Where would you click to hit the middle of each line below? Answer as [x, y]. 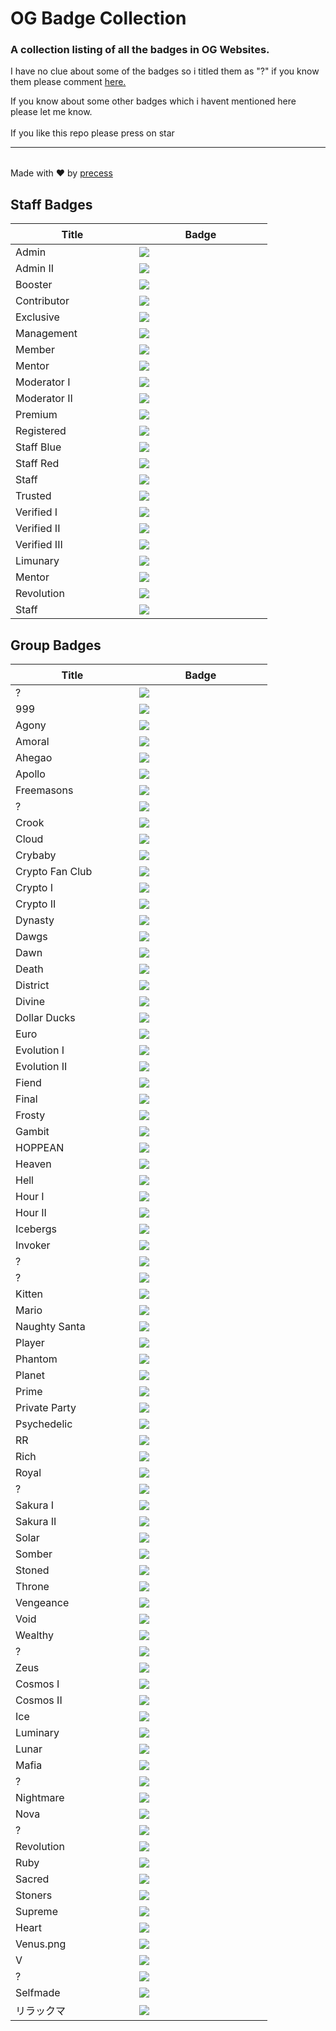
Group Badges [56, 645]
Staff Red [37, 464]
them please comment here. [68, 82]
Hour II [31, 1213]
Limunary [37, 561]
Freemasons [44, 790]
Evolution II [41, 1067]
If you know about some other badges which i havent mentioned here [153, 101]
